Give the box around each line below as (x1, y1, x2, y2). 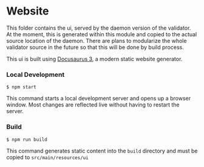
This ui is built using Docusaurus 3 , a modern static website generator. (6, 55, 183, 62)
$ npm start (6, 84, 36, 90)
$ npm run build (6, 136, 47, 143)
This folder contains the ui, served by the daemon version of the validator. (6, 24, 191, 31)
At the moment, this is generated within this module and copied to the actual (6, 30, 197, 38)
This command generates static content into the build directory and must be (6, 147, 198, 154)
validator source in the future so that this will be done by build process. (6, 44, 184, 51)
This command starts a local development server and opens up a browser (6, 95, 191, 102)
